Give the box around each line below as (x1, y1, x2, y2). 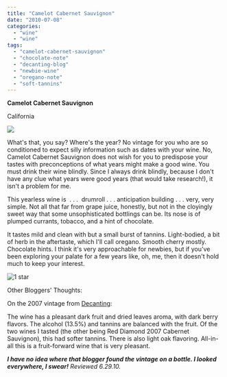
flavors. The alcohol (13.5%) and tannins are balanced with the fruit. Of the (7, 320, 218, 328)
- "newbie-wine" (13, 67, 60, 74)
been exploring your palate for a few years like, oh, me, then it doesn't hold (7, 252, 219, 260)
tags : (7, 42, 23, 49)
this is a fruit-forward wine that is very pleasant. (14, 342, 151, 350)
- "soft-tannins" (13, 80, 63, 87)
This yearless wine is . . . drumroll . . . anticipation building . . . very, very (7, 195, 215, 204)
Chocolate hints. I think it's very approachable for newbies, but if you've (7, 245, 211, 254)
